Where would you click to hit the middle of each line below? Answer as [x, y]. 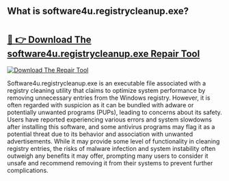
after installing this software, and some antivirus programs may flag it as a [111, 127]
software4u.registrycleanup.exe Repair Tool [104, 54]
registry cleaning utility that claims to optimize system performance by [106, 90]
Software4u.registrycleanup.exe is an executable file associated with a [107, 83]
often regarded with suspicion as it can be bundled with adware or [100, 105]
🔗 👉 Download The [49, 39]
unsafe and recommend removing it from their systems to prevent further [110, 163]
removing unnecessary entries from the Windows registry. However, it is [109, 98]
